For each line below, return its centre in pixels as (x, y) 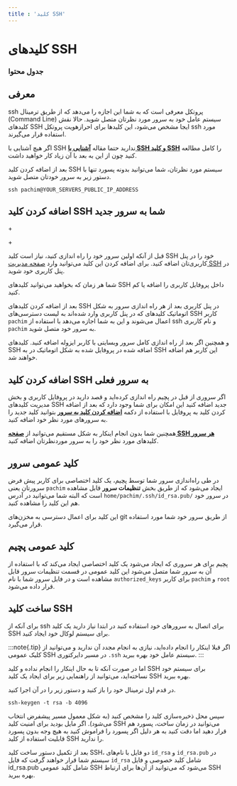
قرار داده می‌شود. (32, 586)
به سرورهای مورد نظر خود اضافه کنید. (58, 420)
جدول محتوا (26, 71)
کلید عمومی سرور (43, 463)
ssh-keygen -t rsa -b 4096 (48, 703)
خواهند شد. (23, 357)
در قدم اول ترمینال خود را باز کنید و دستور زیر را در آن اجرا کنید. (92, 689)
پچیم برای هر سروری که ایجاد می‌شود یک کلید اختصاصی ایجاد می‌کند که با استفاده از (118, 563)
